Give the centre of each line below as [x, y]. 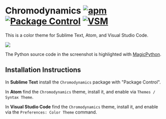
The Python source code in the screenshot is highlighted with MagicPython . [83, 54]
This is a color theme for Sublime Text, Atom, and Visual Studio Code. [77, 35]
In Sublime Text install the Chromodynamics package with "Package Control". [83, 82]
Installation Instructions [43, 70]
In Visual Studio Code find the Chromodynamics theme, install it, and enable [82, 106]
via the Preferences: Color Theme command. [51, 112]
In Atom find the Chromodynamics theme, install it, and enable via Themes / [80, 91]
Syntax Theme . [19, 97]
